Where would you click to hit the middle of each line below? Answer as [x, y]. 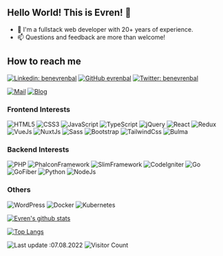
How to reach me [44, 62]
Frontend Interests [39, 109]
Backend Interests [38, 149]
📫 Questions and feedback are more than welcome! [91, 37]
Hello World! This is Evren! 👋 [69, 13]
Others [19, 190]
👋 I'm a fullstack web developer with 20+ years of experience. [105, 29]
